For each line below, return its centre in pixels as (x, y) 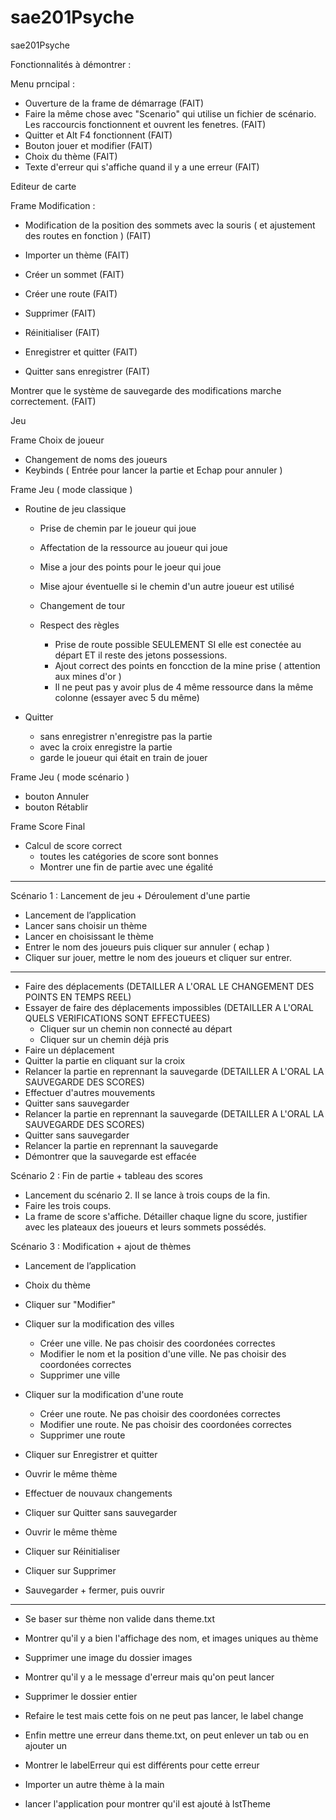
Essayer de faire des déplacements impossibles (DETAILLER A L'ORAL (169, 1007)
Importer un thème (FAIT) (77, 255)
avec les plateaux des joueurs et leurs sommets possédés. (145, 1227)
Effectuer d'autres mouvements (90, 1092)
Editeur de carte (43, 186)
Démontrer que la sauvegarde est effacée (110, 1156)
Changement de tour (82, 605)
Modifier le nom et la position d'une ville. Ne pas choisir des (163, 1353)
